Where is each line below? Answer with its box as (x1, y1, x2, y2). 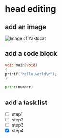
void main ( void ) (5, 62, 37, 68)
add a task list (5, 98, 48, 106)
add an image (5, 23, 47, 31)
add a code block (5, 50, 58, 58)
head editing (5, 3, 56, 15)
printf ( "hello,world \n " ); (5, 71, 57, 76)
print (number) (5, 85, 34, 90)
